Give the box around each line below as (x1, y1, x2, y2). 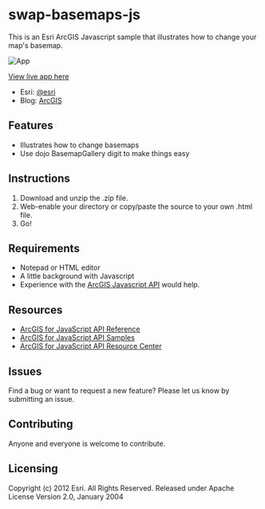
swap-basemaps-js (8, 6, 141, 24)
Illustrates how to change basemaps (19, 140, 140, 150)
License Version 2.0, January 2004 (8, 491, 124, 501)
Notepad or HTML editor (19, 263, 101, 273)
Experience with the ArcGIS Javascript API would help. (19, 280, 200, 290)
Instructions (8, 172, 70, 186)
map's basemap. (8, 40, 63, 50)
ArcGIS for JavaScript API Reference (19, 324, 140, 334)
